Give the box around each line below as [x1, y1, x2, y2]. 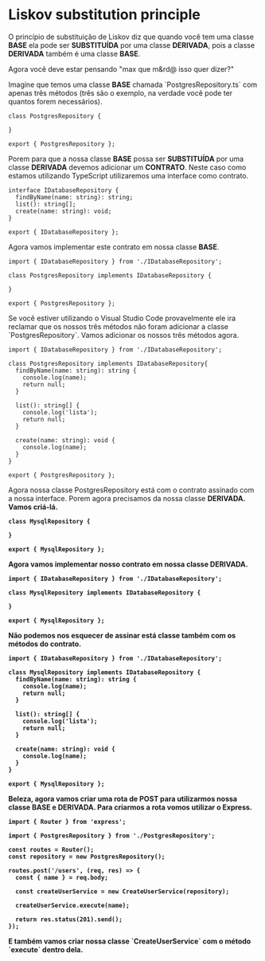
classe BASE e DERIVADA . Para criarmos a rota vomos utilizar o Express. [8, 802, 253, 812]
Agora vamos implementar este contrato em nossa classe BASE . [8, 241, 220, 252]
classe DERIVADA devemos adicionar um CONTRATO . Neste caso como [8, 162, 247, 172]
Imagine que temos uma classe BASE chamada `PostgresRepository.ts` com [8, 80, 258, 89]
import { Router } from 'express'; [8, 818, 127, 826]
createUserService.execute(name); [15, 901, 130, 909]
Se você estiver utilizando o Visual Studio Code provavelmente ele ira [8, 313, 236, 323]
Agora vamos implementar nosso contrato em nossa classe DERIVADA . [8, 559, 248, 569]
